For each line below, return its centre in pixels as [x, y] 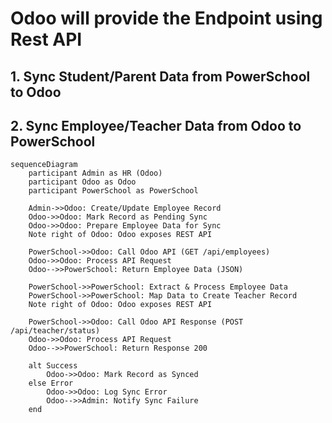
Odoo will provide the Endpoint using [166, 18]
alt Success [53, 366]
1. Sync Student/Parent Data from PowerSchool [160, 76]
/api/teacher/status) [55, 331]
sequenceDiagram [44, 165]
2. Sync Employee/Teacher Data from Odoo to [156, 125]
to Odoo [36, 92]
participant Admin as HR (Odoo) [95, 173]
